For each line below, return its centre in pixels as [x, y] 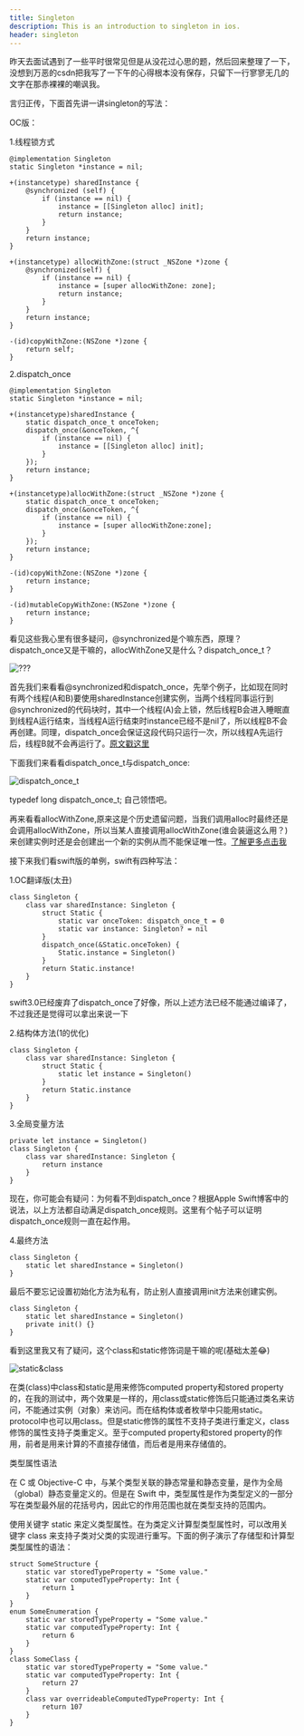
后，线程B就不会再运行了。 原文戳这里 [80, 743]
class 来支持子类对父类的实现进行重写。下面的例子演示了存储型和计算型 [161, 1536]
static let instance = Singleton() [125, 1074]
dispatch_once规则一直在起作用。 [72, 1221]
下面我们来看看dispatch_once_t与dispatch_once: [100, 763]
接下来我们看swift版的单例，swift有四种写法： [95, 861]
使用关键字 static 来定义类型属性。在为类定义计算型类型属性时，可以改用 [145, 1525]
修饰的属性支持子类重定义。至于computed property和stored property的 [142, 1432]
